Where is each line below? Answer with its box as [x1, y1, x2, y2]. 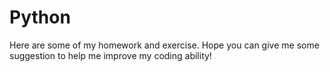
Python [9, 6, 71, 29]
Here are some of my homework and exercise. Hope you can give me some [9, 39, 320, 51]
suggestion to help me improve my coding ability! [9, 49, 212, 61]
